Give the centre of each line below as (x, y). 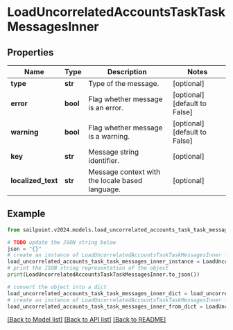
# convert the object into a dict (57, 287)
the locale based (115, 181)
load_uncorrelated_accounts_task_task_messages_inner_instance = (103, 262)
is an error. (106, 108)
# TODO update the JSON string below (62, 242)
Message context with (124, 172)
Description (127, 72)
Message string (114, 152)
